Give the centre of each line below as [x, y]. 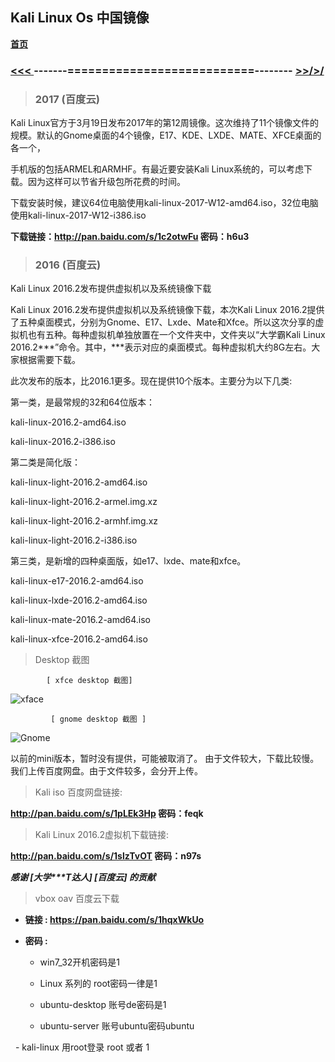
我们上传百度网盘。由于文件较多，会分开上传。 [106, 771]
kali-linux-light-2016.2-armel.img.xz [84, 502]
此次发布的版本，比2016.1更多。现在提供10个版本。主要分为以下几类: [151, 381]
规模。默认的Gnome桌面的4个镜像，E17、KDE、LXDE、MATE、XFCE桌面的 [166, 135]
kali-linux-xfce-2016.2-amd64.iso [79, 639]
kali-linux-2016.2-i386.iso [63, 442]
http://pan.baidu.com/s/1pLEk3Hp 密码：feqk [107, 814]
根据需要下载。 [49, 360]
